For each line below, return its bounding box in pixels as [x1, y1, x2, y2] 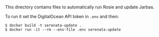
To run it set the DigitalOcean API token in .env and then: [5, 14, 119, 19]
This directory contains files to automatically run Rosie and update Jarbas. [5, 4, 155, 10]
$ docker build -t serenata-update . [5, 23, 82, 28]
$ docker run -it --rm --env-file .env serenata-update [5, 27, 121, 32]
